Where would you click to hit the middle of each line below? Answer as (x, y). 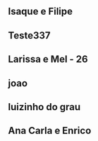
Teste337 (29, 35)
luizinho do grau (44, 107)
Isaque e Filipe (41, 12)
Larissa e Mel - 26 (48, 59)
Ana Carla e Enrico (50, 131)
